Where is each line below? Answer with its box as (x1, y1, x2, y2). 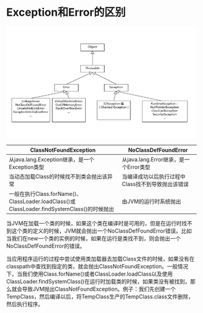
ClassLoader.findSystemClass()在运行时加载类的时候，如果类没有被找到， (6, 278, 190, 285)
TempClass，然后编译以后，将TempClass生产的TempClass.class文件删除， (6, 293, 194, 300)
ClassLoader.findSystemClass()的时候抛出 (8, 205, 115, 212)
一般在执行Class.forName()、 (8, 190, 82, 197)
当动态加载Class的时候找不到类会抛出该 (8, 173, 108, 180)
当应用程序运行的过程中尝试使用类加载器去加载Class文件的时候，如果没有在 (6, 255, 195, 263)
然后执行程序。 (6, 300, 43, 308)
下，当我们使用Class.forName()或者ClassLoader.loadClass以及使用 (6, 270, 173, 278)
